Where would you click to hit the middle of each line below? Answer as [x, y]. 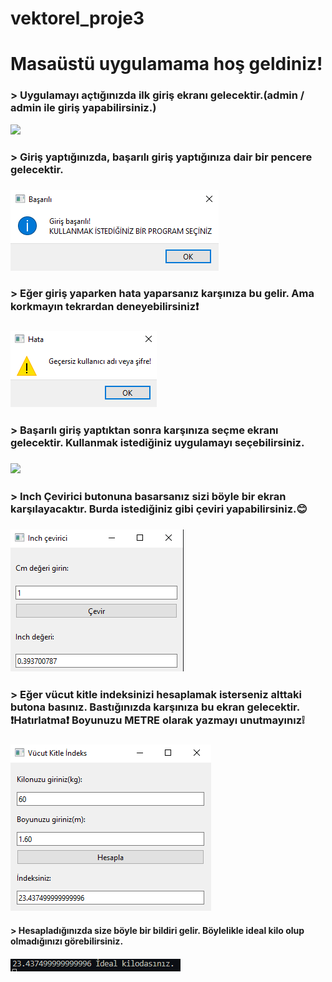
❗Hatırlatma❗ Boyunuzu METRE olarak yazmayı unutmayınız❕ [157, 720]
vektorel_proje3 [77, 18]
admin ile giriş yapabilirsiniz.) [83, 108]
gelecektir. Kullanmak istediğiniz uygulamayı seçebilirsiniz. [157, 443]
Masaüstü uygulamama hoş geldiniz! [166, 64]
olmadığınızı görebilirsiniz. [67, 941]
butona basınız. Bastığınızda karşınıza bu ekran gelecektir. [155, 707]
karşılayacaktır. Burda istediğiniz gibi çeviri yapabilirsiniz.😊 [159, 509]
